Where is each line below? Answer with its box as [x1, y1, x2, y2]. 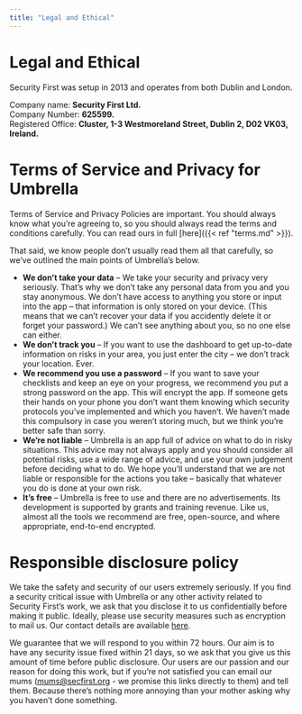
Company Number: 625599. [9, 109, 115, 120]
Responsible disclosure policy [9, 552, 239, 573]
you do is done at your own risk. [22, 483, 142, 493]
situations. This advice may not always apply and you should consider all [22, 444, 294, 455]
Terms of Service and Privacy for [9, 159, 261, 180]
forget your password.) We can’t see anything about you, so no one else [22, 320, 291, 330]
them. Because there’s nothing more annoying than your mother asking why [9, 685, 291, 696]
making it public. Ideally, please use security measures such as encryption [9, 610, 286, 621]
